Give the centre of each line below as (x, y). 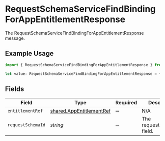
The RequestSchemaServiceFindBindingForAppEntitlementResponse (74, 33)
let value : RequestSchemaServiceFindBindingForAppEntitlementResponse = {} (84, 74)
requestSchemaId (27, 125)
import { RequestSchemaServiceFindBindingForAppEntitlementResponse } (79, 65)
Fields (15, 89)
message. (15, 38)
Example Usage (29, 54)
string (57, 125)
